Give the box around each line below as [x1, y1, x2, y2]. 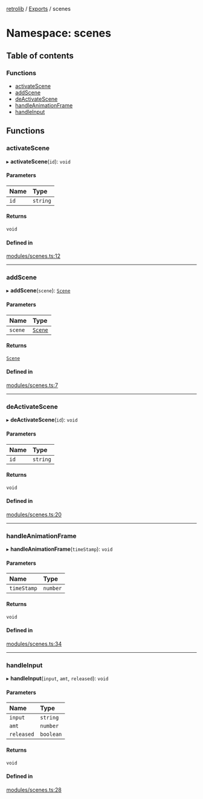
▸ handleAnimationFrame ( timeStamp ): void [6, 545, 113, 553]
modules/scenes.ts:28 [6, 786, 62, 794]
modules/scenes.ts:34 [6, 640, 62, 647]
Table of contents [6, 50, 74, 61]
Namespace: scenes [6, 27, 112, 40]
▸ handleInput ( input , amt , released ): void [6, 675, 109, 682]
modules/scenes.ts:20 [6, 511, 62, 518]
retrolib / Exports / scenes [6, 5, 71, 12]
